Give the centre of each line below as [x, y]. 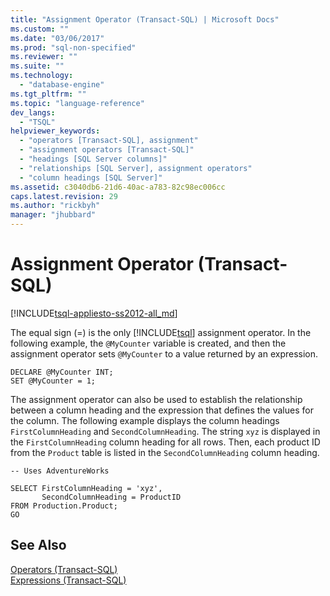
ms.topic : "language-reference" [77, 103]
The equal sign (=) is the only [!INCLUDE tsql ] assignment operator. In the [161, 332]
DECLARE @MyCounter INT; [62, 372]
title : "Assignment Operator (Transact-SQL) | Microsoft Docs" [145, 19]
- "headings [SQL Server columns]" [93, 159]
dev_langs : [33, 112]
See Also [38, 545]
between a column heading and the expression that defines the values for [162, 410]
